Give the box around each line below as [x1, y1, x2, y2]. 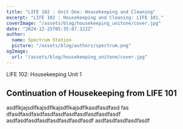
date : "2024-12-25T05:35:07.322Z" [6, 25, 94, 32]
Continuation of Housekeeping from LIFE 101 [6, 88, 178, 99]
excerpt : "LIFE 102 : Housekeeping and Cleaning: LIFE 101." [6, 15, 164, 21]
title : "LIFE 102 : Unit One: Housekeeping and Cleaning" [6, 8, 156, 15]
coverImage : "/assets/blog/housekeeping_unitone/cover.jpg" [6, 20, 162, 26]
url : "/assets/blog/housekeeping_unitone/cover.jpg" [12, 54, 148, 60]
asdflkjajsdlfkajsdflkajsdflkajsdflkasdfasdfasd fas [6, 104, 129, 111]
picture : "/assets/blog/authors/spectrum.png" [12, 43, 131, 49]
